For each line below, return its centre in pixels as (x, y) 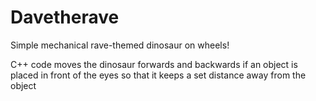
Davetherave (65, 17)
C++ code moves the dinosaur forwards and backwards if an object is (154, 64)
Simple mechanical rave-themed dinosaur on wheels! (120, 45)
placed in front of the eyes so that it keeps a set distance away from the (158, 75)
